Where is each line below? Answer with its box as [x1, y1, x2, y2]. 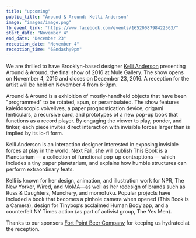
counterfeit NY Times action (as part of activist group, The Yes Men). [6, 208, 172, 215]
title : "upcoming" [6, 8, 51, 15]
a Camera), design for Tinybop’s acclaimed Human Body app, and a [6, 202, 169, 209]
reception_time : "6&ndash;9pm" [6, 47, 82, 52]
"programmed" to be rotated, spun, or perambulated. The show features [6, 99, 180, 106]
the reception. [6, 225, 40, 232]
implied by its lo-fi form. [6, 129, 64, 136]
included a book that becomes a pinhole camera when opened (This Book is [6, 195, 189, 202]
